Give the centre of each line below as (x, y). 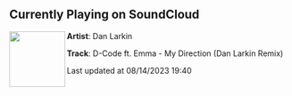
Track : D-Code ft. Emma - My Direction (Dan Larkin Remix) (175, 53)
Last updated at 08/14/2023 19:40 (129, 70)
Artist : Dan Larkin (100, 36)
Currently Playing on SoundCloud (104, 15)
